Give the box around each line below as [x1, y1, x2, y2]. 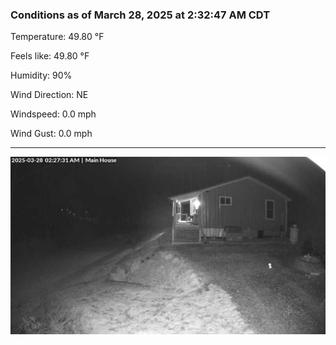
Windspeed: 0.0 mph [10, 108, 97, 120]
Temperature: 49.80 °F [10, 31, 105, 43]
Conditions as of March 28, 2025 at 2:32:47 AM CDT [10, 8, 271, 22]
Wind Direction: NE [10, 89, 89, 101]
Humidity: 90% [10, 69, 73, 82]
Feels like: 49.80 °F [10, 50, 90, 62]
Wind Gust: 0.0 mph [10, 128, 93, 140]
